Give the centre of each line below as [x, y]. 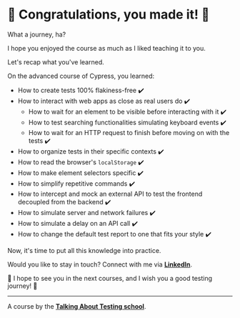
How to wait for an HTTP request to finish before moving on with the [129, 132]
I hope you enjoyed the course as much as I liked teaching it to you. [106, 48]
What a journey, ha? [37, 34]
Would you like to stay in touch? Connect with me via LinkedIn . [100, 264]
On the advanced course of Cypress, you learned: [81, 76]
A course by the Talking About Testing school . [77, 306]
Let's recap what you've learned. [56, 62]
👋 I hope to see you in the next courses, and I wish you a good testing [110, 278]
